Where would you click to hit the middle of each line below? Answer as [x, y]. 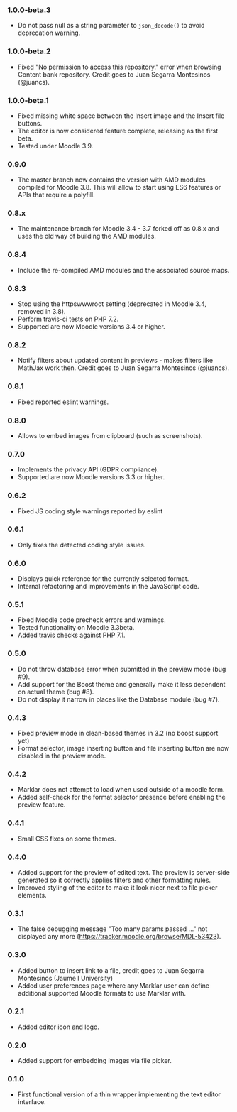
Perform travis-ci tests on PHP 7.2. [68, 319]
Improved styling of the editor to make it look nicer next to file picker [117, 887]
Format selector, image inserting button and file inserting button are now [123, 748]
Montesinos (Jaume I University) [65, 978]
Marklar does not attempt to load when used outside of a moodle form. [121, 790]
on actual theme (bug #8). [56, 692]
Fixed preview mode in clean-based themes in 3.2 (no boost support [118, 734]
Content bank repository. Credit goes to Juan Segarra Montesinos [114, 74]
